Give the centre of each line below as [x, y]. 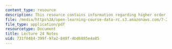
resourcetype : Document [31, 29]
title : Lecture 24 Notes [32, 34]
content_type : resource [31, 10]
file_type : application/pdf [35, 24]
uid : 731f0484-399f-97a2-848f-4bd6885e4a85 [52, 39]
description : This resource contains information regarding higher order [86, 15]
